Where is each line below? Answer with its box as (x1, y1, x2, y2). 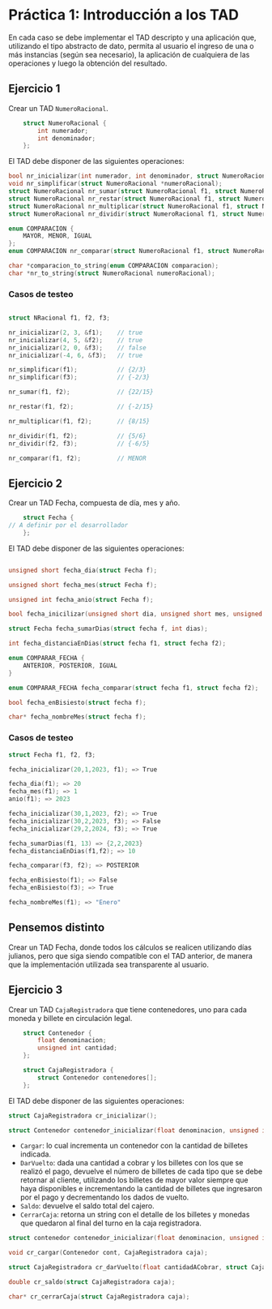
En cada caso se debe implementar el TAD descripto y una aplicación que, (8, 32, 257, 42)
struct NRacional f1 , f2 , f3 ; (8, 314, 111, 322)
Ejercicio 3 (8, 983, 63, 997)
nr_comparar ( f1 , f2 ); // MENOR (8, 454, 147, 462)
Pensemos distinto (8, 921, 105, 934)
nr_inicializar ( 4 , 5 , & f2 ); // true (8, 336, 143, 344)
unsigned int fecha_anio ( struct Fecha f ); (8, 595, 154, 603)
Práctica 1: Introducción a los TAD (8, 6, 239, 24)
